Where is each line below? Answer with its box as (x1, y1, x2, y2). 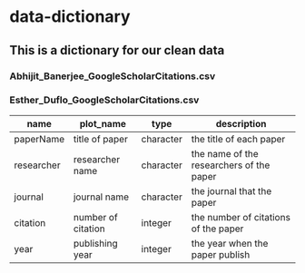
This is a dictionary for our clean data (9, 43, 225, 58)
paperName (14, 132, 65, 145)
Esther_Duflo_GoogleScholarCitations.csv (9, 93, 200, 106)
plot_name (79, 117, 127, 130)
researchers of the (191, 159, 271, 171)
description (215, 117, 267, 130)
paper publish (191, 248, 251, 260)
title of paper (73, 132, 129, 145)
